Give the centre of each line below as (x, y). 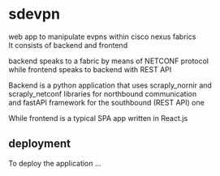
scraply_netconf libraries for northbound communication (103, 93)
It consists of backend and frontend (68, 45)
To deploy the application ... (55, 163)
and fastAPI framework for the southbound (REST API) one (106, 102)
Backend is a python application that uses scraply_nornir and (110, 85)
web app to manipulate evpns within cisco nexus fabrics (102, 36)
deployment (40, 144)
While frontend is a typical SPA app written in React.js (98, 118)
